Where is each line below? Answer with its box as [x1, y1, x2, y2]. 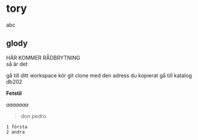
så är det [6, 60, 28, 67]
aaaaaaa [6, 101, 29, 108]
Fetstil [6, 89, 22, 96]
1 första [6, 123, 28, 130]
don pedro [20, 112, 46, 119]
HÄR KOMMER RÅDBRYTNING [6, 54, 81, 61]
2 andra [6, 129, 25, 135]
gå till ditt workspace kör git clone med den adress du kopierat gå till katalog [6, 71, 192, 79]
